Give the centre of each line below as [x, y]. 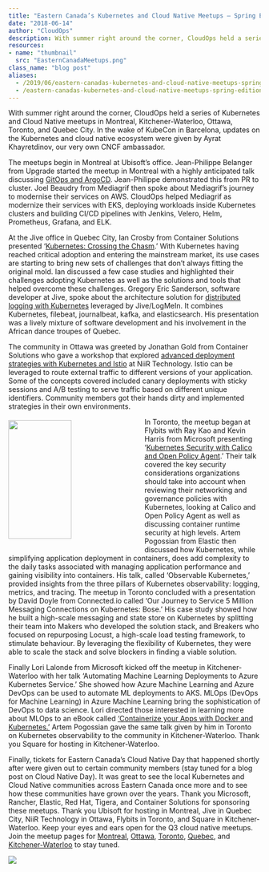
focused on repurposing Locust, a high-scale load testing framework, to [127, 635]
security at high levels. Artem [193, 533]
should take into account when [195, 482]
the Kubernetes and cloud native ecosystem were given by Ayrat [115, 139]
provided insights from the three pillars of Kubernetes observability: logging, [134, 584]
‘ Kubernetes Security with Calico [199, 448]
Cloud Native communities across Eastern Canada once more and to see [128, 785]
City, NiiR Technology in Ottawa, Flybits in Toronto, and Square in [116, 819]
